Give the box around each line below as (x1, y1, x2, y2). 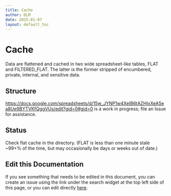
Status (5, 126, 27, 135)
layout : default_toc (5, 22, 50, 27)
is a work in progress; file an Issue (94, 106, 166, 112)
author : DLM (5, 12, 31, 17)
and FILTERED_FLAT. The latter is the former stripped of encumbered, (5, 66, 152, 72)
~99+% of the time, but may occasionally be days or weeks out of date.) (5, 145, 158, 151)
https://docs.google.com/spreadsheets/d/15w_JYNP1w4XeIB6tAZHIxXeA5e (5, 101, 164, 106)
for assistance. (5, 111, 37, 117)
